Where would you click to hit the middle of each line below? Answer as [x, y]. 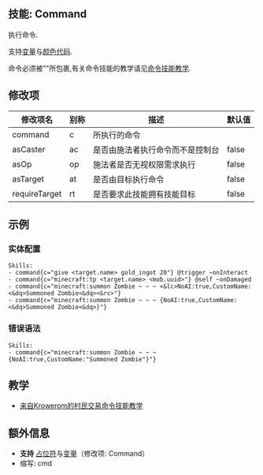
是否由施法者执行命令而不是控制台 [156, 150]
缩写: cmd [36, 463]
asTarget [28, 178]
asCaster [29, 149]
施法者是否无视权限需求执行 [144, 164]
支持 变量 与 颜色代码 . [41, 51]
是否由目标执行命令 [129, 179]
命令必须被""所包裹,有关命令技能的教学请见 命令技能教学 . [100, 68]
